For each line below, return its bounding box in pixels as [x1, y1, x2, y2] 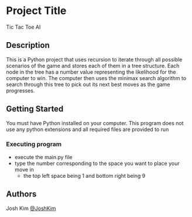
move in [14, 166, 34, 173]
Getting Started [6, 104, 64, 114]
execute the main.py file [14, 153, 73, 160]
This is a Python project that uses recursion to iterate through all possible [6, 56, 183, 63]
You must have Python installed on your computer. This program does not [6, 119, 184, 126]
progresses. [6, 87, 35, 94]
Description [6, 40, 50, 50]
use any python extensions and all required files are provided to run [6, 126, 169, 133]
